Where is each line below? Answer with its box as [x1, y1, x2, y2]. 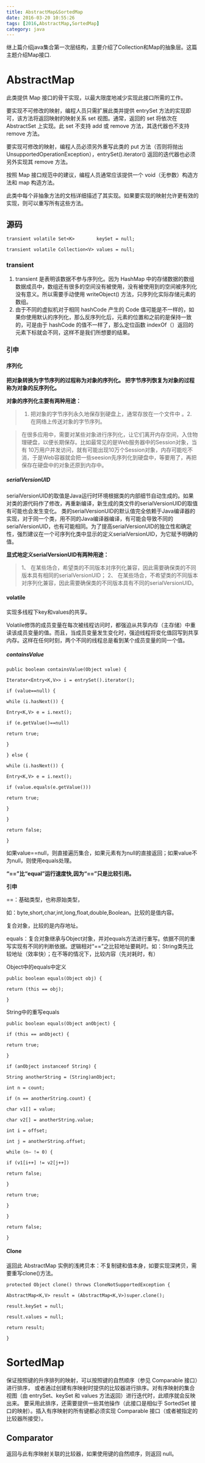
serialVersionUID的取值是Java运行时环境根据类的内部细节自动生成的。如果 [6, 492, 194, 499]
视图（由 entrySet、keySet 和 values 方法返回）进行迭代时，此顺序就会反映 [6, 1391, 196, 1399]
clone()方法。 [22, 1269, 57, 1276]
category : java [6, 26, 45, 32]
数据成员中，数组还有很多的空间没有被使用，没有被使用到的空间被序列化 [15, 283, 197, 291]
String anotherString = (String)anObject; [6, 1074, 116, 1080]
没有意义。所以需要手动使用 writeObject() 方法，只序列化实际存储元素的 [15, 291, 196, 298]
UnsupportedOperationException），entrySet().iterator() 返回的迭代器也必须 [6, 151, 196, 158]
